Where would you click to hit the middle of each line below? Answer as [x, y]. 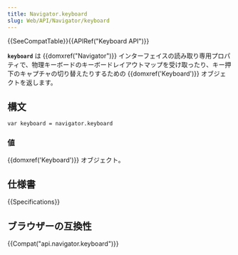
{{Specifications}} [34, 202]
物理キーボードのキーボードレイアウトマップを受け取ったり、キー [129, 64]
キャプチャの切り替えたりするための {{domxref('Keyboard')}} [109, 73]
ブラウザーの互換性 [50, 226]
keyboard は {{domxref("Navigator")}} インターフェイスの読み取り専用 [110, 56]
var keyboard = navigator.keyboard [60, 124]
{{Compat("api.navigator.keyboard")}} [63, 244]
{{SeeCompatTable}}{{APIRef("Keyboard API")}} [78, 41]
